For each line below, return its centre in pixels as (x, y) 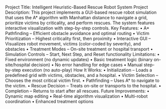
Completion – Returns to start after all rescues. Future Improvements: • (77, 91)
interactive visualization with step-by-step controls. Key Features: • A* (77, 28)
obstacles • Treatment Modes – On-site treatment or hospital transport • (79, 49)
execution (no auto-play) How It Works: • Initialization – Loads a (87, 70)
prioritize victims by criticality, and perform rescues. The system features (80, 23)
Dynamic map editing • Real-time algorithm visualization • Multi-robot (76, 96)
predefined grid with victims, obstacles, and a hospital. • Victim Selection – (82, 75)
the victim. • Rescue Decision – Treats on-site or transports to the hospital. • (83, 86)
